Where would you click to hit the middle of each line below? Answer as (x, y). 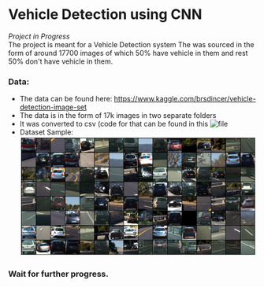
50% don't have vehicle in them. (61, 61)
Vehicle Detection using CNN (105, 15)
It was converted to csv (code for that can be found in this (114, 124)
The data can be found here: (66, 99)
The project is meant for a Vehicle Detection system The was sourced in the (131, 44)
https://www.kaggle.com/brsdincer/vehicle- (185, 99)
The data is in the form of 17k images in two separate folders (118, 116)
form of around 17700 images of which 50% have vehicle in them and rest (128, 53)
